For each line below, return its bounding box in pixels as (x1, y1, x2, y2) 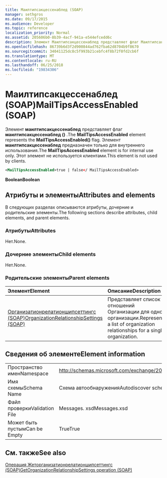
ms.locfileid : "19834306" (5, 68, 59, 73)
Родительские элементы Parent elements (5, 274, 110, 281)
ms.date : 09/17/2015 (5, 16, 48, 21)
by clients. (5, 158, 26, 164)
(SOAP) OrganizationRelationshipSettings (7, 314, 103, 321)
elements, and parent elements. (5, 215, 70, 221)
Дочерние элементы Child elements (5, 250, 96, 257)
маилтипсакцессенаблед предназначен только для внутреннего (5, 142, 145, 148)
